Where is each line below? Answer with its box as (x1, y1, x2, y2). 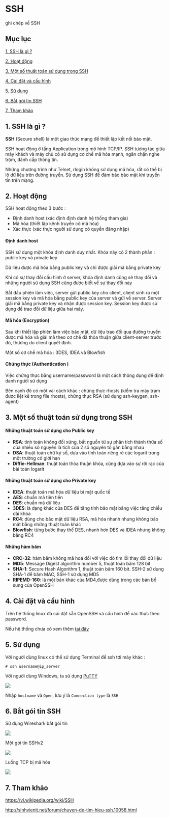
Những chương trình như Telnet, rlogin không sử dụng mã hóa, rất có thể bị (5, 166, 162, 172)
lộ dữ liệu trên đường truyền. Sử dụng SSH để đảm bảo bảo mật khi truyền (5, 172, 160, 178)
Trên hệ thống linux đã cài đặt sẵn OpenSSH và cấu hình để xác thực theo (5, 610, 160, 616)
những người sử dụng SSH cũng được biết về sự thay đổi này (5, 280, 132, 286)
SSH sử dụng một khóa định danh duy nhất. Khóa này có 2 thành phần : (5, 249, 155, 255)
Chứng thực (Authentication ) (5, 361, 69, 367)
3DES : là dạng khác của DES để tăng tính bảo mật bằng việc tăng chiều (12, 505, 162, 511)
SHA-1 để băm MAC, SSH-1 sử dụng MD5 (12, 571, 99, 577)
